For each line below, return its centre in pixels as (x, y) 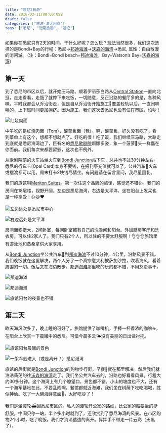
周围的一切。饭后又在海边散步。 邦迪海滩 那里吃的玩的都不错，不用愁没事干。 (83, 266)
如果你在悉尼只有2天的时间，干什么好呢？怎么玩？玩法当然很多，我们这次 (80, 43)
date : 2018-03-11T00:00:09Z (34, 14)
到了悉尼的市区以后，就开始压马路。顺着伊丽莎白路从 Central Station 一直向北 (83, 91)
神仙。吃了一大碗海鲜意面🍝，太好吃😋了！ (52, 393)
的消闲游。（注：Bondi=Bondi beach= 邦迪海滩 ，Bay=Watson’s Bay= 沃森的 (80, 55)
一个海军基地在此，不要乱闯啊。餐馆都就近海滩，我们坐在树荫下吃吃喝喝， (81, 387)
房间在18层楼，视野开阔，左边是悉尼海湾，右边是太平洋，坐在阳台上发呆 (79, 191)
